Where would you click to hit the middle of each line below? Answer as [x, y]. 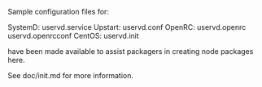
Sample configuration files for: [58, 12]
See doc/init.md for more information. [70, 75]
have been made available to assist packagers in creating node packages [131, 51]
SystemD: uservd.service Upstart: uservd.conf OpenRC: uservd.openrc [127, 27]
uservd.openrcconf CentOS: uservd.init [73, 36]
